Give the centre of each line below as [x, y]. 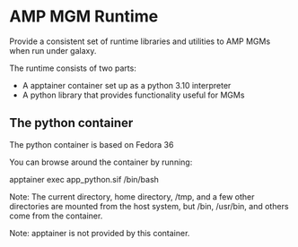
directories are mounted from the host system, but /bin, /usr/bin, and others [149, 206]
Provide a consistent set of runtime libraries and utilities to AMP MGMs [140, 41]
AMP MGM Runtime [84, 17]
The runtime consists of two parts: [73, 68]
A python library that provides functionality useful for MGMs [133, 95]
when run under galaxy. [53, 50]
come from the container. [56, 216]
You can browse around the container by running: [101, 162]
